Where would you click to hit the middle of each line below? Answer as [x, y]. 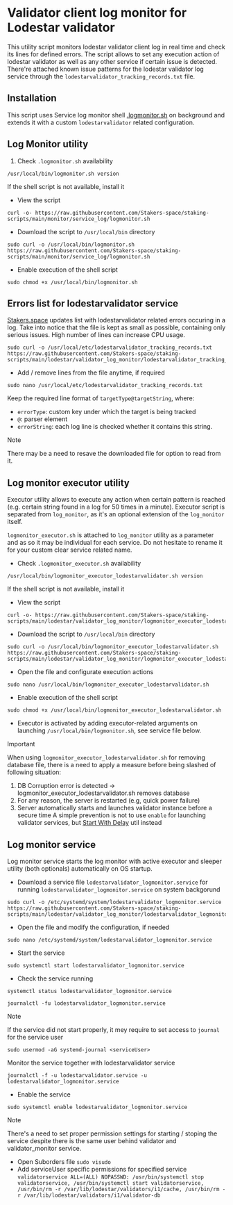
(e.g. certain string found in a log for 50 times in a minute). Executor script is [116, 507]
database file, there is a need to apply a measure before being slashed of [112, 765]
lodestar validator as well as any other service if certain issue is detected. [112, 61]
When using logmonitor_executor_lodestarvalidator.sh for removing [106, 757]
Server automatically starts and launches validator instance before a [115, 808]
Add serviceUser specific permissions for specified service [102, 1169]
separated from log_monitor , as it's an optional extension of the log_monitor [116, 514]
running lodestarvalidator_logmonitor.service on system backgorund [119, 890]
